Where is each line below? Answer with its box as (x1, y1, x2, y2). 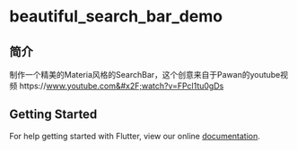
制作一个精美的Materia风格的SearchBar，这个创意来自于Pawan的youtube (9, 70, 281, 79)
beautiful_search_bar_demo (9, 6, 223, 27)
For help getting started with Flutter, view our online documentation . (9, 130, 260, 141)
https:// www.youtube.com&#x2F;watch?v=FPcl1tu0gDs (19, 80, 224, 91)
